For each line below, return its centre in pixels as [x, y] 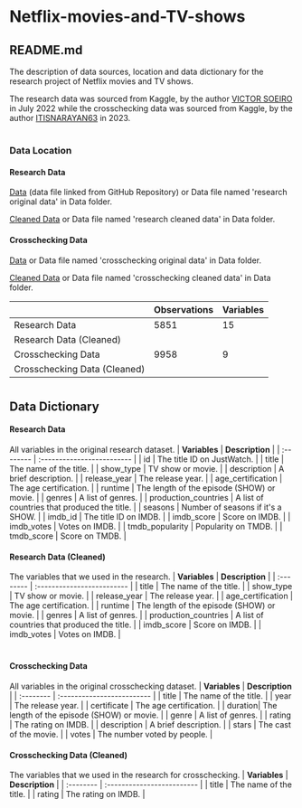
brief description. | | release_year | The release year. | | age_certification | [146, 478]
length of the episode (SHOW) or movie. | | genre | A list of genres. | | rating [151, 715]
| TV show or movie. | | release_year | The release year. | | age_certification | [151, 596]
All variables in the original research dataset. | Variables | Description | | [145, 449]
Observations [184, 309]
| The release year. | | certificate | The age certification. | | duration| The [143, 705]
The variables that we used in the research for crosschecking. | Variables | [149, 775]
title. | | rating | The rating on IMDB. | [77, 794]
